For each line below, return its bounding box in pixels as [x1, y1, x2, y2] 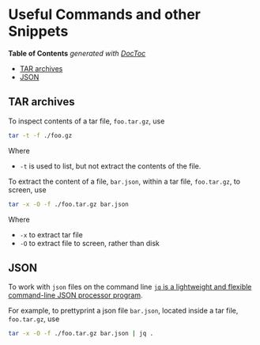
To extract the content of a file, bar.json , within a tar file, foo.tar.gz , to [8, 176, 241, 186]
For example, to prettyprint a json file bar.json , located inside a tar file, [8, 306, 239, 316]
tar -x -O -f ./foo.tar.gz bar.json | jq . [8, 330, 154, 338]
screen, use [8, 184, 47, 195]
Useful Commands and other [8, 6, 202, 24]
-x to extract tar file [19, 229, 83, 239]
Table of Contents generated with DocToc [8, 48, 146, 58]
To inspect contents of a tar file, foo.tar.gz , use [8, 116, 165, 126]
